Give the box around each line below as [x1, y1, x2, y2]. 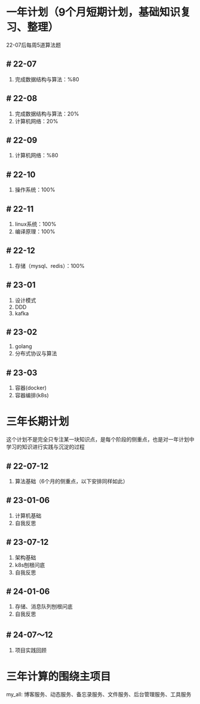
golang [14, 343, 32, 350]
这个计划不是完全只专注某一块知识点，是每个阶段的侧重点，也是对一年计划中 [6, 436, 195, 443]
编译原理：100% [14, 228, 56, 235]
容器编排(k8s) [14, 392, 49, 399]
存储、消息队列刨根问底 [14, 603, 73, 610]
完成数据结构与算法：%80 [14, 75, 79, 83]
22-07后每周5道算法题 [6, 41, 61, 48]
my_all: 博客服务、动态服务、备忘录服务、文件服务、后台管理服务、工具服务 [6, 691, 192, 698]
